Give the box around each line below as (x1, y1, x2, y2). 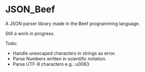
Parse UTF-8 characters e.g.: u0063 (12, 61, 89, 67)
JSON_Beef (5, 4, 55, 15)
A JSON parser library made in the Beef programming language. (5, 20, 140, 27)
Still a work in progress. (5, 30, 55, 36)
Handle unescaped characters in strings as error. (12, 50, 116, 56)
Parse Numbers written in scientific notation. (12, 55, 107, 62)
